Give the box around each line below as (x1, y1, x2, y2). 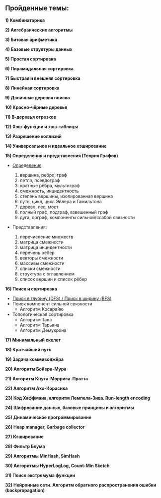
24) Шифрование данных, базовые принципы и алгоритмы (5, 404, 134, 411)
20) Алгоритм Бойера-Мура (5, 366, 67, 372)
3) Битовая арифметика (5, 36, 57, 42)
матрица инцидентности (19, 244, 72, 250)
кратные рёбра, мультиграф (19, 182, 80, 189)
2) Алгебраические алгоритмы (5, 27, 73, 33)
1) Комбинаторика (5, 17, 45, 23)
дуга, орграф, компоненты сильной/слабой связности (19, 214, 135, 220)
